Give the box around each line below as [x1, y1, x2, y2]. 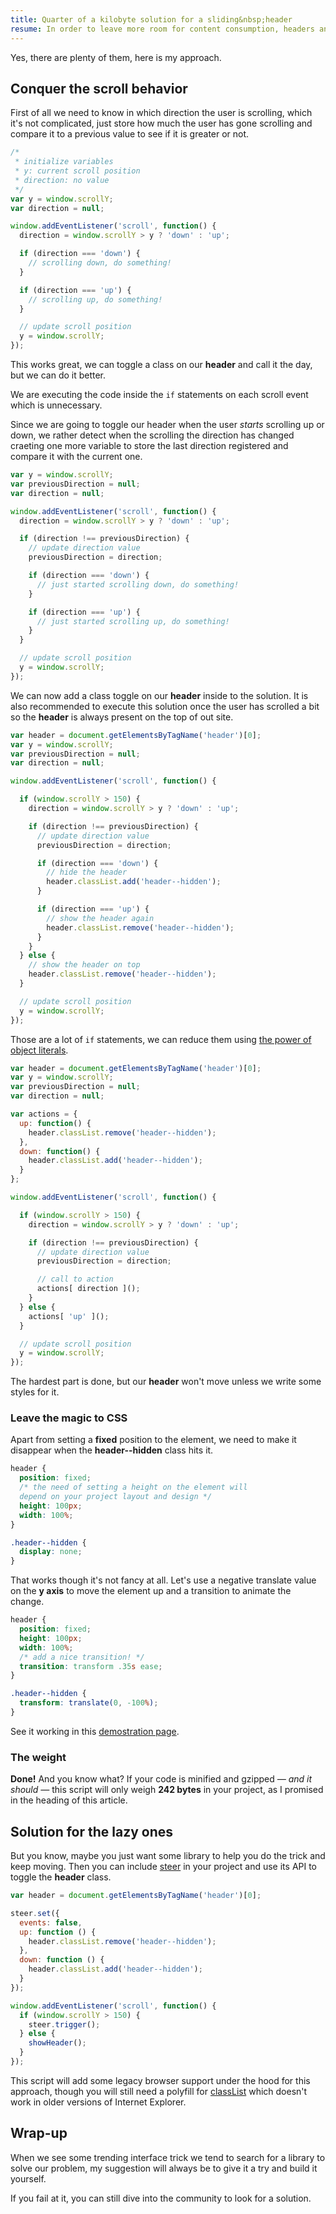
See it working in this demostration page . [10, 1725, 180, 1737]
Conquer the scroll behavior [10, 80, 188, 97]
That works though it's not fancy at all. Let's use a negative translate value [10, 1574, 317, 1586]
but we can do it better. [10, 369, 107, 381]
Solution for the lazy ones [10, 1823, 174, 1840]
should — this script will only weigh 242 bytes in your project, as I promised [10, 1784, 324, 1796]
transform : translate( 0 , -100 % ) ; [19, 1698, 159, 1708]
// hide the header [46, 867, 128, 878]
